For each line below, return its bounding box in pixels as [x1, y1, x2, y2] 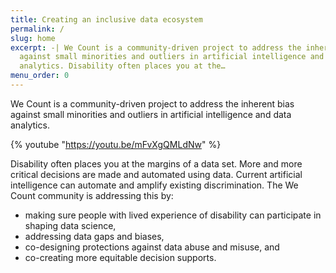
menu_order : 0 [10, 71, 70, 81]
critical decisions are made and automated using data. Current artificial [10, 168, 303, 180]
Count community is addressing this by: [10, 189, 174, 201]
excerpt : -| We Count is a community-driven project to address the [10, 42, 302, 53]
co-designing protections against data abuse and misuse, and [24, 241, 280, 253]
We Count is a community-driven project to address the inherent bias [10, 97, 295, 110]
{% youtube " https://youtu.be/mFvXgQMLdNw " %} [10, 138, 222, 150]
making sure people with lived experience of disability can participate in [24, 209, 322, 221]
